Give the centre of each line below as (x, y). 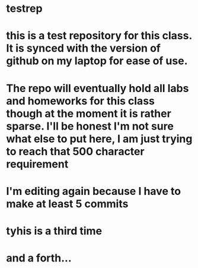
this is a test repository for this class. (99, 36)
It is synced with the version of (84, 48)
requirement (37, 164)
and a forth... (39, 258)
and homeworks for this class (81, 101)
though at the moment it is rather (89, 113)
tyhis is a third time (54, 231)
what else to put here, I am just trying (99, 139)
